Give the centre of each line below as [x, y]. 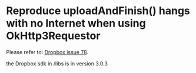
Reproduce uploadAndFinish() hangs [98, 11]
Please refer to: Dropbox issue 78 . [47, 52]
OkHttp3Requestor [53, 36]
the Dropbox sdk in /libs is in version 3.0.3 [57, 64]
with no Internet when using [76, 23]
